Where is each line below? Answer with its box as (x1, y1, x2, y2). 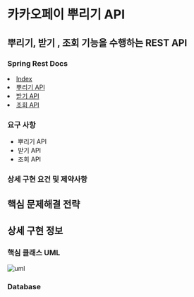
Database (7, 282, 41, 292)
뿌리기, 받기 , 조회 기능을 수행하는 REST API (7, 37, 188, 49)
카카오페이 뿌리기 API (7, 6, 126, 23)
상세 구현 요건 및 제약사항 (7, 175, 88, 185)
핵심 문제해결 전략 (7, 199, 80, 211)
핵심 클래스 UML (7, 248, 61, 257)
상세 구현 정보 (7, 224, 63, 237)
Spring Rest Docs (7, 58, 68, 68)
